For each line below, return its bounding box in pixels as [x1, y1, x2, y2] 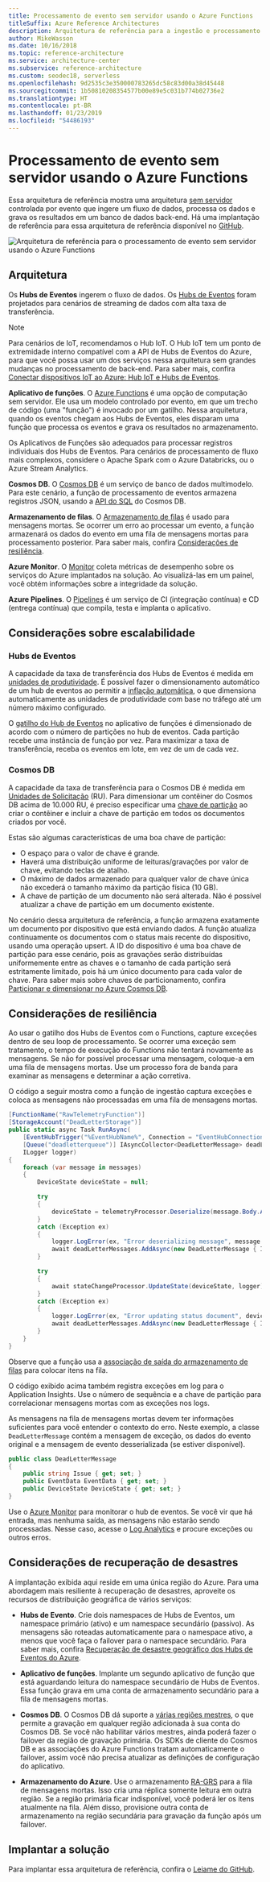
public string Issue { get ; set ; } [22, 1470, 142, 1478]
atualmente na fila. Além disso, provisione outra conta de [19, 1802, 209, 1812]
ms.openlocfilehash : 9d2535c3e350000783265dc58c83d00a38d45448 [8, 79, 225, 87]
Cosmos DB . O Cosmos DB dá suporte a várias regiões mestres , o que [19, 1710, 255, 1719]
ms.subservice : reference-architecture [8, 64, 142, 73]
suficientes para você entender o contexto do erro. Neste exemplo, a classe [8, 1422, 260, 1432]
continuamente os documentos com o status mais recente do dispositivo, [8, 932, 252, 942]
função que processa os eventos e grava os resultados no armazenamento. [8, 422, 259, 432]
